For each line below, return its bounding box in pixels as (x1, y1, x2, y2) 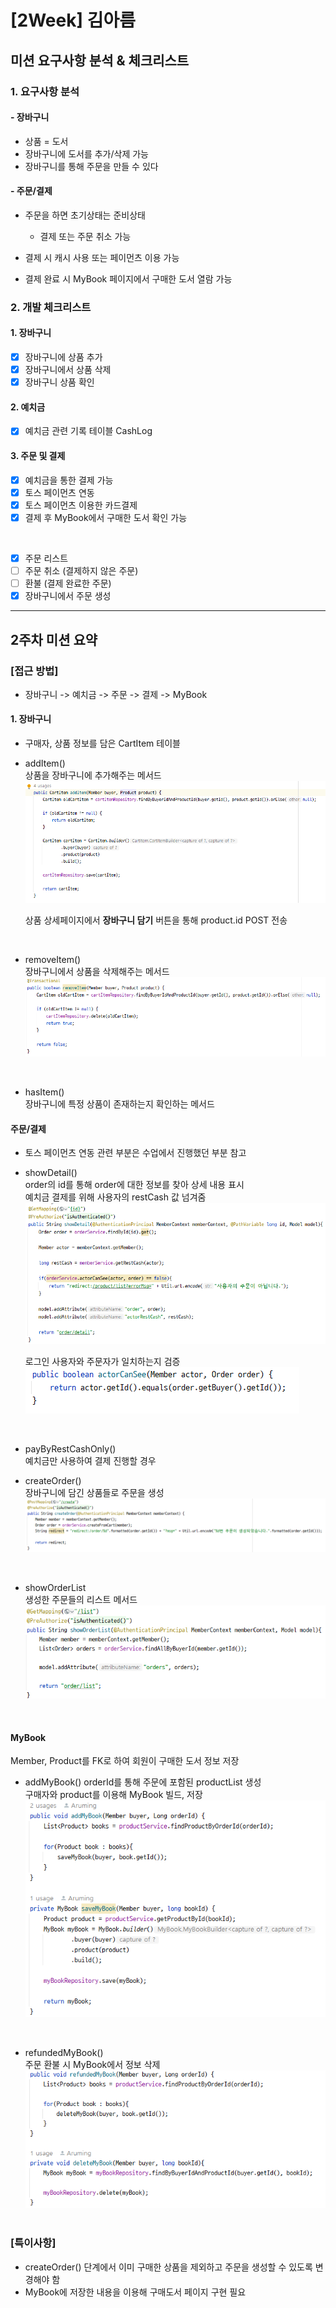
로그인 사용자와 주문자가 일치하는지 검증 (24, 1355, 181, 1367)
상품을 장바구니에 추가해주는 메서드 (24, 769, 162, 781)
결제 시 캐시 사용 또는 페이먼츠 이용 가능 (24, 251, 180, 263)
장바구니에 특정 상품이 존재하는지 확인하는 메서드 (24, 1098, 215, 1110)
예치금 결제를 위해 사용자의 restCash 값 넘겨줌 (24, 1191, 207, 1203)
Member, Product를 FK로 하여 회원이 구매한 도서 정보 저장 (10, 1755, 240, 1767)
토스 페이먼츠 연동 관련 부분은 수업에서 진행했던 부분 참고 (24, 1147, 247, 1159)
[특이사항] (10, 2236, 57, 2250)
